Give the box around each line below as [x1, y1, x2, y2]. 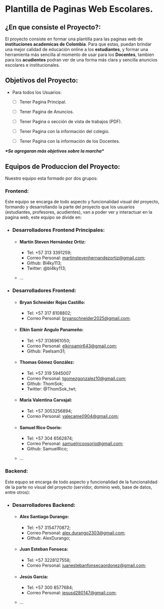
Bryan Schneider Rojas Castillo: [19, 299, 86, 305]
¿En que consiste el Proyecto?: [5, 23, 101, 31]
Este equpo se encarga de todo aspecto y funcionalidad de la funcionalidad [5, 479, 158, 485]
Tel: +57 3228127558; [26, 557, 71, 563]
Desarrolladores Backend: [12, 501, 76, 508]
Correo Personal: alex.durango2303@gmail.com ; [26, 529, 126, 536]
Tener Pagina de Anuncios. [19, 109, 74, 114]
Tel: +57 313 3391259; [26, 249, 72, 256]
